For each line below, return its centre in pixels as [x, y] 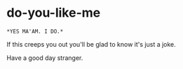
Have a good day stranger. [45, 58]
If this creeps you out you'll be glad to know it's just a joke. [91, 44]
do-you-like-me [54, 13]
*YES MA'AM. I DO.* [35, 31]
